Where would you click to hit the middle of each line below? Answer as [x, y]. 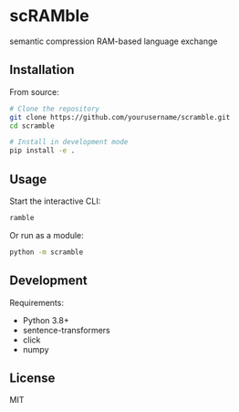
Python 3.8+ [46, 320]
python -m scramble [47, 252]
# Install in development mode [69, 143]
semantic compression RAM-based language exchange [114, 41]
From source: [34, 91]
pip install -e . [42, 151]
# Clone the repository [55, 109]
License [32, 378]
